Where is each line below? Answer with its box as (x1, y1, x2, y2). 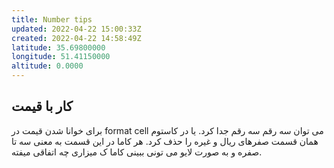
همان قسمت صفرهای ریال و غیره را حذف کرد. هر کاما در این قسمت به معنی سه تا (11, 135, 319, 147)
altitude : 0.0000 (11, 61, 84, 71)
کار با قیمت (11, 98, 73, 115)
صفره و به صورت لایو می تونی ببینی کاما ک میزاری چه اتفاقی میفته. (11, 146, 263, 158)
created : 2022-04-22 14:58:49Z (11, 33, 142, 43)
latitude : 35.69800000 (11, 42, 106, 53)
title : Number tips (11, 14, 93, 25)
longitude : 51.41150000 (11, 52, 111, 62)
